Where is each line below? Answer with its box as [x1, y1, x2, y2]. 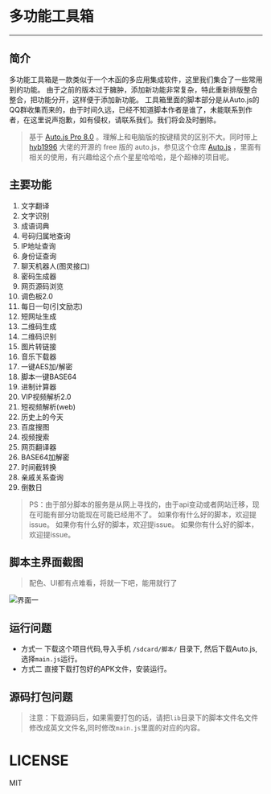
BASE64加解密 [20, 452, 70, 462]
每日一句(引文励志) [20, 301, 84, 311]
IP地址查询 [20, 241, 56, 250]
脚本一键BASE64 [20, 372, 77, 381]
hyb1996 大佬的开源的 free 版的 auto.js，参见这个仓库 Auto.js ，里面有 [28, 142, 262, 151]
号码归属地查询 [20, 231, 71, 241]
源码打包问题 [9, 689, 73, 704]
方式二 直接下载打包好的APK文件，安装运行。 [20, 664, 171, 674]
